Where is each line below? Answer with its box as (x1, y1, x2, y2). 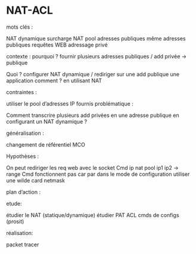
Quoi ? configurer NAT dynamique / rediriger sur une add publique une (6, 70, 180, 78)
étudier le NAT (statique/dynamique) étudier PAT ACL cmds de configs (6, 211, 180, 218)
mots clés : (6, 23, 33, 30)
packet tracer (6, 241, 39, 248)
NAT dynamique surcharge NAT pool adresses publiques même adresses (6, 35, 186, 42)
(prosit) (6, 218, 24, 225)
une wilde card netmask (6, 176, 66, 184)
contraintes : (6, 88, 38, 95)
